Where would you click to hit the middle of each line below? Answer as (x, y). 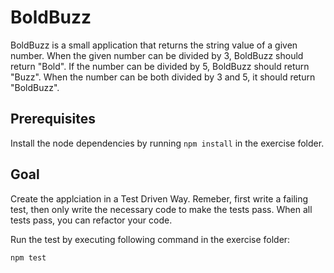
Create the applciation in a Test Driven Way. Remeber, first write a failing (159, 198)
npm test (28, 257)
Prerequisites (53, 119)
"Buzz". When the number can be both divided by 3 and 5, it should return (163, 77)
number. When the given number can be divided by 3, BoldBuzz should (157, 55)
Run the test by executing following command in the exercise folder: (150, 239)
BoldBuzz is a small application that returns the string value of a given (154, 45)
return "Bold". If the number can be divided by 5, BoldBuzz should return (160, 66)
